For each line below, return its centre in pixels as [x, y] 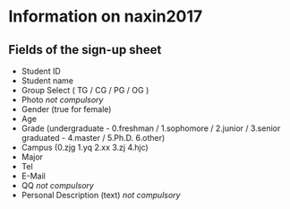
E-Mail [33, 176]
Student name [47, 81]
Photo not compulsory [62, 100]
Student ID [41, 71]
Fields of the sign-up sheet [85, 50]
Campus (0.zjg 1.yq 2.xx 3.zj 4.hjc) [85, 147]
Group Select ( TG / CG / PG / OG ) [85, 90]
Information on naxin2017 [106, 17]
